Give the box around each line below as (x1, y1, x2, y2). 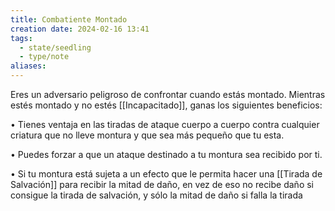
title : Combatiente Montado (10, 14, 128, 25)
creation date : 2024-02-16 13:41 (10, 24, 150, 34)
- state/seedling (19, 42, 92, 53)
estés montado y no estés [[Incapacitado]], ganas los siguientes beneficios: (10, 99, 323, 111)
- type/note (19, 52, 70, 62)
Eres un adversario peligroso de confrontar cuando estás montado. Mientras (10, 89, 326, 100)
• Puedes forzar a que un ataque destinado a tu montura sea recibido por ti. (10, 149, 323, 160)
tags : (10, 33, 33, 43)
